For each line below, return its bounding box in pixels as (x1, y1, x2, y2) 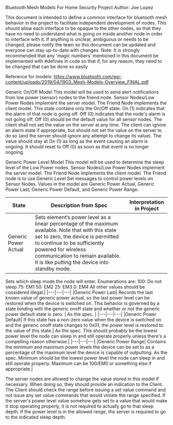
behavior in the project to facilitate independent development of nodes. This (5, 20, 167, 26)
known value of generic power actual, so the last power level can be (5, 295, 150, 300)
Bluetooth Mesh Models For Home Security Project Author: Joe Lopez (5, 5, 153, 10)
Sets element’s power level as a (34, 214, 111, 221)
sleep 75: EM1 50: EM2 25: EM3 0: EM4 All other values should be (5, 284, 145, 290)
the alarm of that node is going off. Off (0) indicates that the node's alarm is (5, 111, 166, 117)
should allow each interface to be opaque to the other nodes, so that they (5, 25, 161, 31)
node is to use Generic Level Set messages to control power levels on (5, 175, 153, 182)
